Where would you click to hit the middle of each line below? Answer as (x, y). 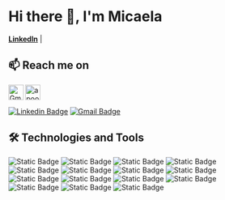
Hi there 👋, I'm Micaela (85, 17)
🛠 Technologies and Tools (76, 138)
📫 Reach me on (49, 65)
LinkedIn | (25, 39)
